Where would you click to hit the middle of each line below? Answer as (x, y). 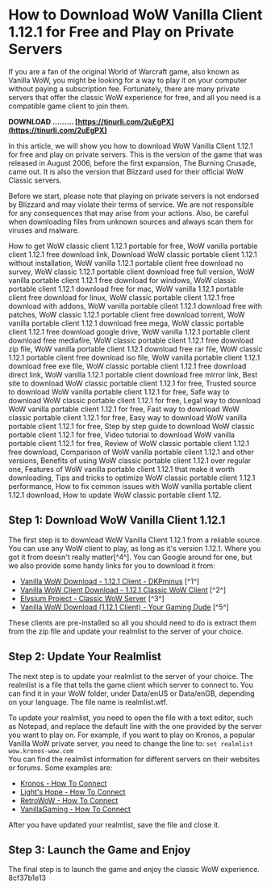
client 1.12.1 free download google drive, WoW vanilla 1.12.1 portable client (129, 331)
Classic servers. (35, 180)
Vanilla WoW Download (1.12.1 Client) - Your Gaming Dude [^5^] (125, 607)
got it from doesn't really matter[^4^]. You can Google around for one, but (130, 557)
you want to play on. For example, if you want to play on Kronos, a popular (132, 735)
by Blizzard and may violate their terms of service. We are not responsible (131, 204)
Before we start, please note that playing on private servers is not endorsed (134, 196)
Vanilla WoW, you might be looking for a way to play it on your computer (128, 80)
